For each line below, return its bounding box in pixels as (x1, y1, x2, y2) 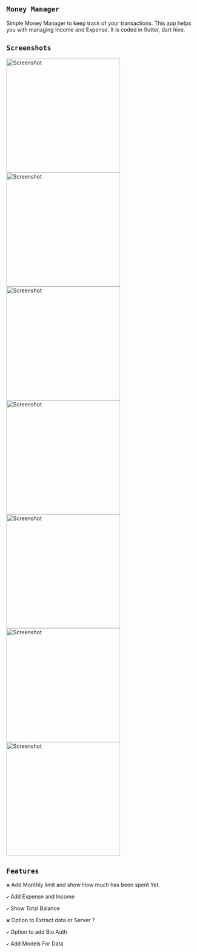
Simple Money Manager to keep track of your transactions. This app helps (6, 19, 192, 27)
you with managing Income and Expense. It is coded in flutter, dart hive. (6, 26, 185, 33)
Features (6, 867, 39, 875)
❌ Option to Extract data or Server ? (6, 917, 95, 924)
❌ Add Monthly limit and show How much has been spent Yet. (6, 881, 161, 889)
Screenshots (6, 44, 52, 52)
